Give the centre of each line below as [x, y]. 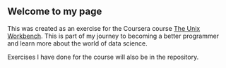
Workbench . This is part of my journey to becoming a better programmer [113, 36]
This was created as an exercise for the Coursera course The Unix [104, 28]
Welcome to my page [55, 12]
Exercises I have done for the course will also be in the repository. [103, 57]
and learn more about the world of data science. [78, 43]
